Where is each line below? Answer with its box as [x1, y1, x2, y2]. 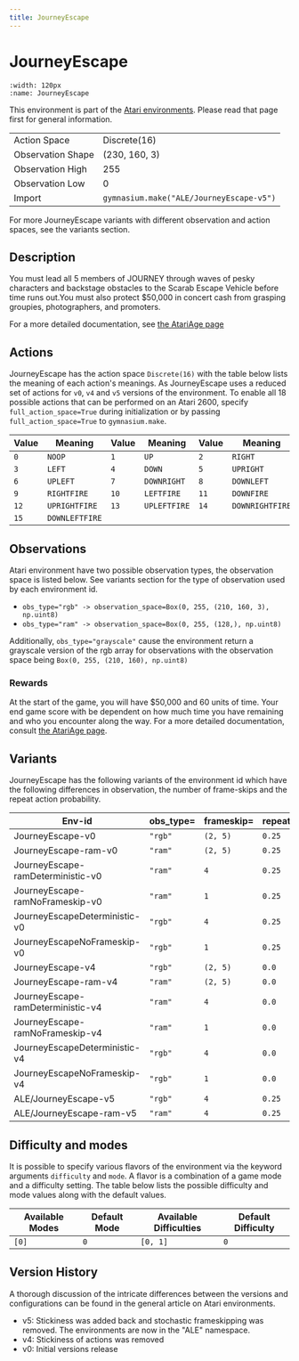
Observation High [13, 162, 87, 175]
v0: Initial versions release [21, 1343, 118, 1354]
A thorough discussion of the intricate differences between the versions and [9, 1288, 289, 1299]
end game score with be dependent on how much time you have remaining [9, 706, 284, 717]
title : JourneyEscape [9, 12, 90, 22]
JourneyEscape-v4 [13, 961, 96, 974]
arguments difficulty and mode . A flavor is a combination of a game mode [9, 1170, 282, 1181]
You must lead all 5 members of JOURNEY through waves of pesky [9, 273, 255, 284]
